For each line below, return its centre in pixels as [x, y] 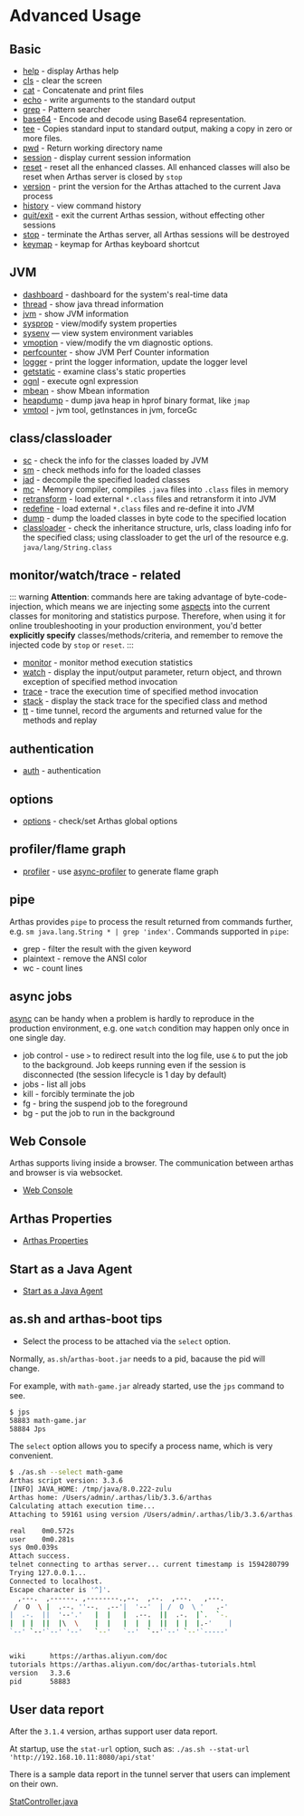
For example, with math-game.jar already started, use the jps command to [147, 1386]
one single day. [38, 1037]
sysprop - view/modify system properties [100, 323]
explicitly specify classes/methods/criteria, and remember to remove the [146, 636]
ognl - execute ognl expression [80, 380]
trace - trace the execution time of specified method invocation [140, 692]
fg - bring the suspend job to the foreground [105, 1103]
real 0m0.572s [42, 1531]
